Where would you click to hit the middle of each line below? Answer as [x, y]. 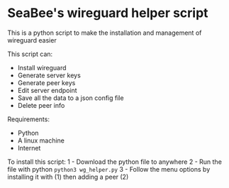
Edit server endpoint [47, 90]
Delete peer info [41, 105]
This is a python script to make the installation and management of [105, 33]
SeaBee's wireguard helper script [108, 13]
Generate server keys [49, 75]
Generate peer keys [46, 82]
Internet [29, 148]
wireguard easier [32, 40]
